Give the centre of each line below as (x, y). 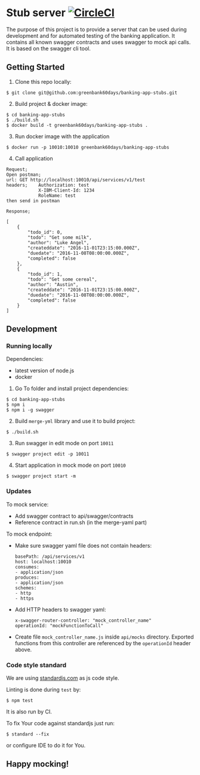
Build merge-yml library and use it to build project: (75, 421)
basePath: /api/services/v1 (50, 557)
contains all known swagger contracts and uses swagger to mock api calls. (99, 42)
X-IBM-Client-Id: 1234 (66, 190)
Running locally (29, 346)
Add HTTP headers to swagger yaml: (60, 609)
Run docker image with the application (62, 136)
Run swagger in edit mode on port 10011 (64, 443)
